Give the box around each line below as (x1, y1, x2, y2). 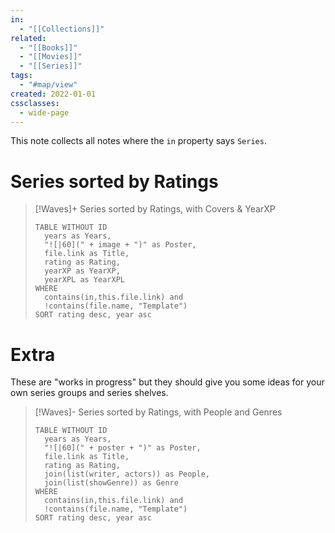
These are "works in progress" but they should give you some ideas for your (10, 376, 325, 388)
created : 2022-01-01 (10, 89, 97, 99)
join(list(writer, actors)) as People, (44, 469, 210, 480)
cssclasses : (10, 98, 60, 108)
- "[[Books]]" (19, 42, 78, 53)
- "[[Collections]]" (19, 24, 105, 34)
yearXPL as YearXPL (44, 275, 125, 285)
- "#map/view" (19, 80, 78, 90)
